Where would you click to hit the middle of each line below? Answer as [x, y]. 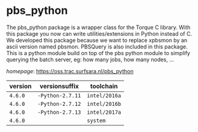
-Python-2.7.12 [59, 104]
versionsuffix [59, 86]
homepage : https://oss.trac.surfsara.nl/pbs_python [70, 71]
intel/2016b [104, 104]
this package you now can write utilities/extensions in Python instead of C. [99, 33]
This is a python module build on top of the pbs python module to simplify [98, 53]
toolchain [104, 86]
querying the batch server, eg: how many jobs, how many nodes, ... [90, 59]
